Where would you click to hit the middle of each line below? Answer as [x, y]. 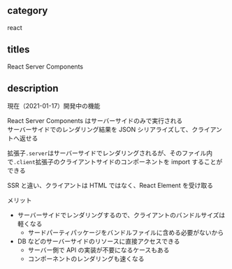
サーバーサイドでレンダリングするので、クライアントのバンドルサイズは [121, 215]
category [28, 11]
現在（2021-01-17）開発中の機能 [54, 106]
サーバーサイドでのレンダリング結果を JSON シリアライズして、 [100, 130]
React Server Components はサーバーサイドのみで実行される [95, 121]
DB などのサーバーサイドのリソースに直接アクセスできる [99, 241]
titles [19, 50]
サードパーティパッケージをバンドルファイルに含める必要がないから [126, 233]
